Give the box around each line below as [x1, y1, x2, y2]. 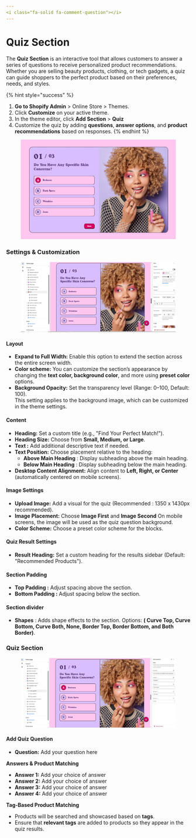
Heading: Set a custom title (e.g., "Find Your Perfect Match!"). [14, 430, 164, 437]
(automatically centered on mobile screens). [14, 473, 121, 480]
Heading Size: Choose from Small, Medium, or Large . [14, 435, 146, 443]
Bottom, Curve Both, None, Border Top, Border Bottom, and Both [14, 623, 174, 630]
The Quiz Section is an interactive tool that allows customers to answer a [6, 55, 183, 62]
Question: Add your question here [14, 748, 98, 755]
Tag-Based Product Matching [6, 801, 80, 808]
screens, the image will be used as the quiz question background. [14, 518, 174, 525]
